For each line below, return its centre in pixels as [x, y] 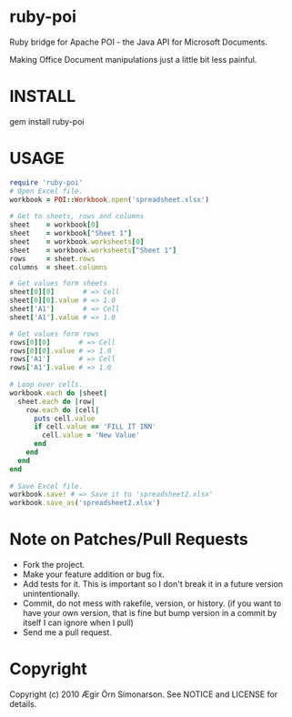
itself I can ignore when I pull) [78, 623]
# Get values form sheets [58, 284]
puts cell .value [64, 419]
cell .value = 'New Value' [91, 435]
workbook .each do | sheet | [58, 393]
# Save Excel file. [46, 486]
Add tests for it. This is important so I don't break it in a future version [153, 584]
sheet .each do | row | [56, 401]
